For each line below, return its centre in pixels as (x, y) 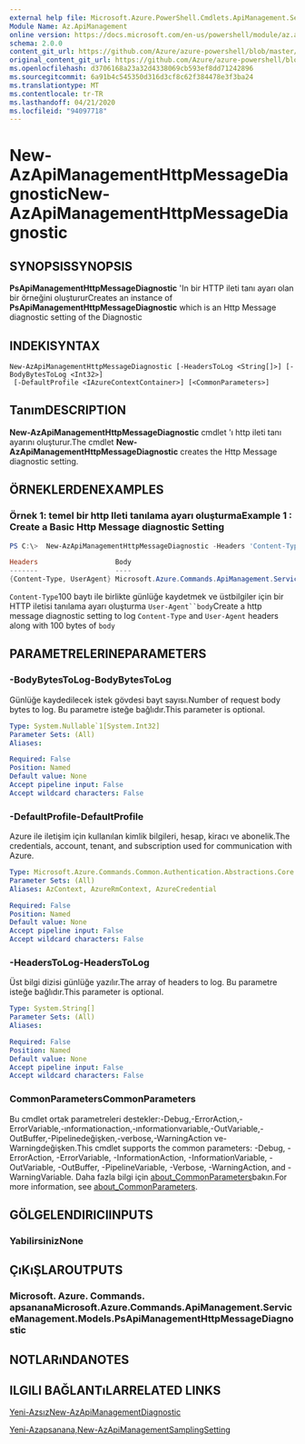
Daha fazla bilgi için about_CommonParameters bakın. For (182, 1177)
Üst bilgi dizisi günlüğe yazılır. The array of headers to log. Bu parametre (143, 982)
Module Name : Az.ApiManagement (69, 26)
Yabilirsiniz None (47, 1240)
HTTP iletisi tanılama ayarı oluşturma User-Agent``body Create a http (136, 606)
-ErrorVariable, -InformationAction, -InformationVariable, (162, 1157)
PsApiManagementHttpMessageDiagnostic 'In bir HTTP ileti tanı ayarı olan (152, 288)
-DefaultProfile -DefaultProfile (76, 816)
